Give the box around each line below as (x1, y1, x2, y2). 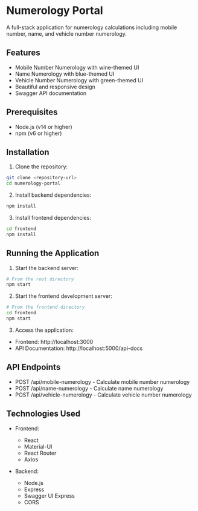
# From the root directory (6, 276, 74, 282)
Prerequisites (6, 107, 58, 117)
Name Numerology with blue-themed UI (14, 70, 115, 77)
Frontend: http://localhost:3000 (14, 338, 94, 345)
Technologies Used (6, 409, 80, 419)
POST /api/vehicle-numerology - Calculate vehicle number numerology (14, 391, 192, 398)
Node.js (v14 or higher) (14, 123, 72, 130)
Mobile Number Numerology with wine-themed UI (14, 64, 139, 71)
